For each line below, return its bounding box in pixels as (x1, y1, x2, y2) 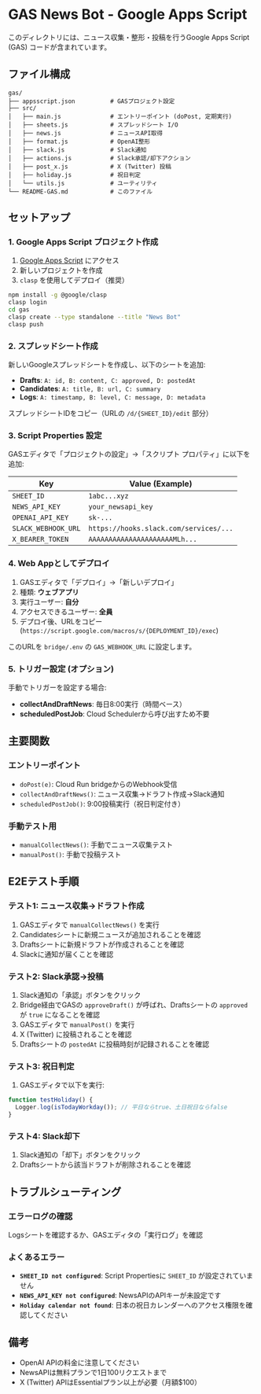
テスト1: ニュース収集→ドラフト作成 (8, 900, 145, 911)
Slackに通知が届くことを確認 (19, 949, 114, 958)
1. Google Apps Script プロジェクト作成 (8, 237, 159, 248)
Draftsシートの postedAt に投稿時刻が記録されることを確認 (19, 1039, 210, 1049)
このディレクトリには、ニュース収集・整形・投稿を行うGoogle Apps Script (8, 32, 250, 42)
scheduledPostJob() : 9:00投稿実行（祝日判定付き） (19, 799, 186, 808)
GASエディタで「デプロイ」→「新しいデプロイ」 (19, 577, 178, 587)
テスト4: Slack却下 (8, 1131, 80, 1142)
